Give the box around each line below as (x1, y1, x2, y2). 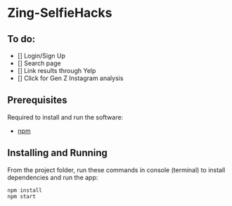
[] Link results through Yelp (17, 67, 96, 75)
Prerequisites (7, 94, 67, 106)
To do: (7, 33, 36, 45)
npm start (7, 193, 37, 200)
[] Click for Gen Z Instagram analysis (17, 74, 124, 82)
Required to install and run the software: (7, 112, 124, 121)
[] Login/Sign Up (17, 51, 65, 60)
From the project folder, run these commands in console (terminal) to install (7, 165, 226, 174)
